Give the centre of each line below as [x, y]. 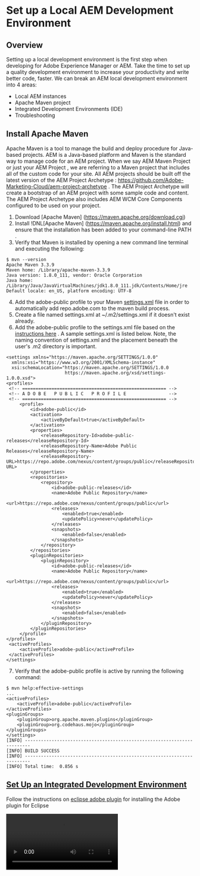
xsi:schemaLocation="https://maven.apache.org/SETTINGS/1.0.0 [90, 367]
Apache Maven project [43, 103]
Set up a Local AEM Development [90, 10]
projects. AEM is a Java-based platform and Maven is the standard [104, 154]
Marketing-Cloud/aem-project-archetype [57, 186]
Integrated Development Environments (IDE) [69, 109]
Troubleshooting [35, 115]
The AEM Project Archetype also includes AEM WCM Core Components [94, 199]
